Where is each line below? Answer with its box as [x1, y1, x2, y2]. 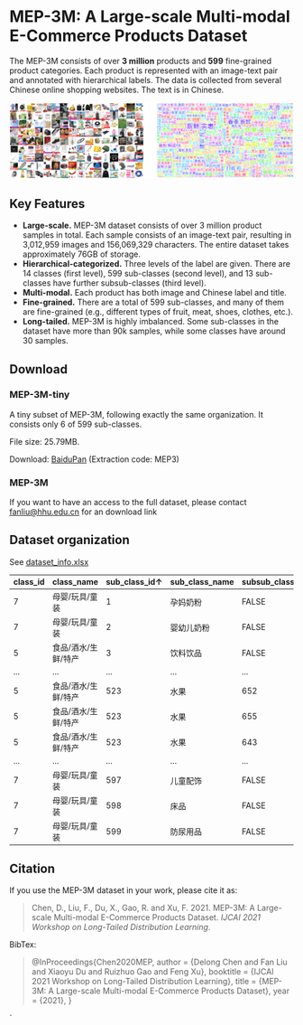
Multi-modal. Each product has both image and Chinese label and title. [22, 287, 287, 298]
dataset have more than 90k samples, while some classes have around [22, 325, 286, 336]
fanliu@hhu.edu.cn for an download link [9, 506, 158, 517]
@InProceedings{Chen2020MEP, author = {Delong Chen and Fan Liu [31, 956, 289, 968]
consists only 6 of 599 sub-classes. [9, 418, 142, 429]
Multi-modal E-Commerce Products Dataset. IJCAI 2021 [53, 912, 262, 923]
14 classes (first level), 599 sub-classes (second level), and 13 [22, 268, 254, 279]
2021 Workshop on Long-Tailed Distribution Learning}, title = [31, 976, 257, 987]
